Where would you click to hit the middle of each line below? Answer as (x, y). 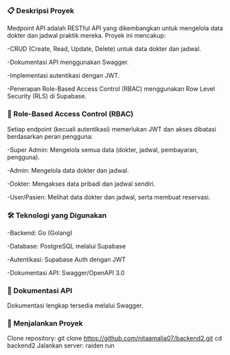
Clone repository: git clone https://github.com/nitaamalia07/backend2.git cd (115, 338)
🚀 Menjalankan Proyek (45, 323)
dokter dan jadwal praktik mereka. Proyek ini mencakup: (87, 36)
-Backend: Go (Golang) (40, 233)
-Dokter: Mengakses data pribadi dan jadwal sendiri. (81, 184)
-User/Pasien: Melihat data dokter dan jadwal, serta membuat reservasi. (109, 197)
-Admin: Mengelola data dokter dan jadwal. (68, 170)
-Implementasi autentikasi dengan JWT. (64, 76)
